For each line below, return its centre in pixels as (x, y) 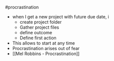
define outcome (36, 32)
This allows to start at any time (44, 43)
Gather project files (39, 27)
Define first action (38, 38)
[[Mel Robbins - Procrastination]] (46, 54)
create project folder (41, 22)
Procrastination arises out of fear (46, 48)
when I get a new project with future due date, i (60, 17)
